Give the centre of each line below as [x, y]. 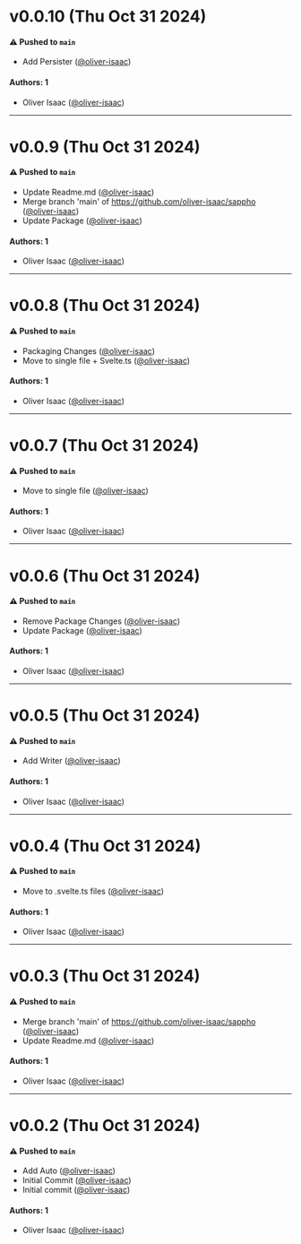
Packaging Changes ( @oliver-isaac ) [88, 350]
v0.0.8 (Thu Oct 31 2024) [105, 306]
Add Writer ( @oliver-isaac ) [71, 761]
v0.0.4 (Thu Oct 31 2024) [105, 846]
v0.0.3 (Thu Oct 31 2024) [105, 976]
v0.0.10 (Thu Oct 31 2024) [108, 17]
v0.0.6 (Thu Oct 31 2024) [105, 576]
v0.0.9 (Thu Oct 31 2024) [105, 147]
